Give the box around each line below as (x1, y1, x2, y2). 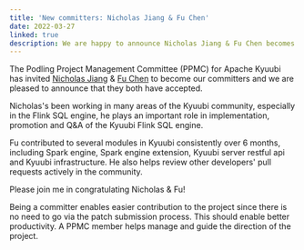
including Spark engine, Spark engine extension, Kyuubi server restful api (9, 147, 285, 158)
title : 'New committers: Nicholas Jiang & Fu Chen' (9, 13, 209, 23)
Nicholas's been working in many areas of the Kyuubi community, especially (9, 101, 296, 112)
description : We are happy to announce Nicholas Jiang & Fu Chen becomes (9, 38, 296, 48)
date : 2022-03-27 (9, 22, 76, 31)
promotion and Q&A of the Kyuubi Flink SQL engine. (9, 120, 204, 131)
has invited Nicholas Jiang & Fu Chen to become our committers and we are (9, 74, 294, 85)
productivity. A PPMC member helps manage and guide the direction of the (9, 221, 291, 232)
